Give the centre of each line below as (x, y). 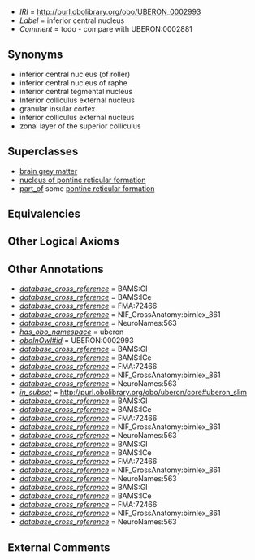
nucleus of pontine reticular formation (82, 180)
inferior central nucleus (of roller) (75, 74)
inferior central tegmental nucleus (76, 91)
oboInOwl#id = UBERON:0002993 (77, 341)
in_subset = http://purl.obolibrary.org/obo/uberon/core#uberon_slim (133, 393)
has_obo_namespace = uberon (71, 332)
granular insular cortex (57, 108)
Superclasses (43, 152)
